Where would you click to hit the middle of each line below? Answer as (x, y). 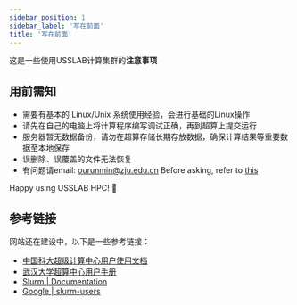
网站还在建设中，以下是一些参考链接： (79, 241)
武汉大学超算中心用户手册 (69, 272)
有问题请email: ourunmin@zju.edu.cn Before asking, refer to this (140, 170)
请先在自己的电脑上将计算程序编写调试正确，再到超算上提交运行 (139, 126)
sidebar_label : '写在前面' (57, 26)
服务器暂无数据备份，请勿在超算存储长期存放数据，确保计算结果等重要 (151, 137)
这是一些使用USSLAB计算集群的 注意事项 (83, 61)
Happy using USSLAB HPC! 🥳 (63, 188)
